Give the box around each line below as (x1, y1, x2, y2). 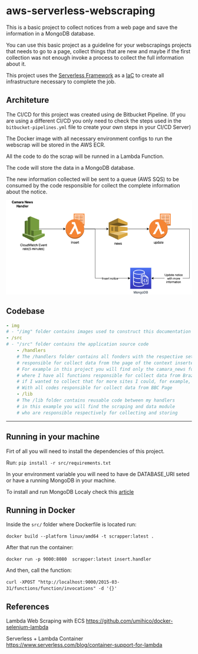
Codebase (6, 306, 45, 316)
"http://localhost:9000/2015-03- (37, 579, 120, 585)
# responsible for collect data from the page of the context (16, 360, 173, 366)
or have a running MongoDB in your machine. (6, 477, 117, 484)
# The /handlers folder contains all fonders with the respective (16, 354, 183, 360)
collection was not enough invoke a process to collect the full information (6, 54, 184, 61)
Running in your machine (6, 432, 100, 442)
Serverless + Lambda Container (6, 635, 84, 642)
